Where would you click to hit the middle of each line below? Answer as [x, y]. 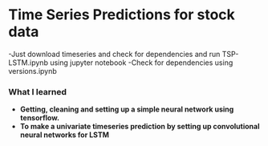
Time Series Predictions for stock [122, 15]
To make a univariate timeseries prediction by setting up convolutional [140, 127]
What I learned [37, 91]
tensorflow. [40, 118]
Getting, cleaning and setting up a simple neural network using [127, 109]
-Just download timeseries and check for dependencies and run [114, 54]
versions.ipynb [33, 71]
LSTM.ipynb [28, 63]
